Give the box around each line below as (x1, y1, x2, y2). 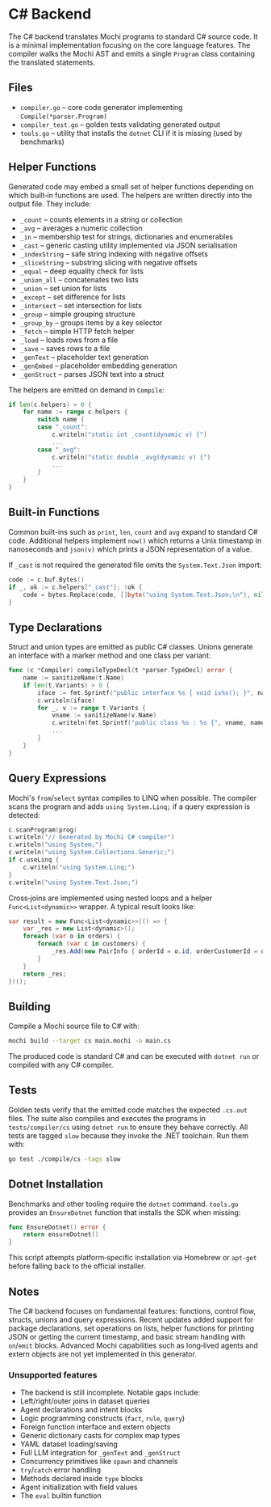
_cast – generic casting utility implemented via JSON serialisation (19, 240, 238, 250)
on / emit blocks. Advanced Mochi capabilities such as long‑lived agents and (8, 1340, 258, 1350)
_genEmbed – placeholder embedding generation (19, 361, 177, 370)
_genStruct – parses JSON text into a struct (19, 369, 165, 379)
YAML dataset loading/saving (19, 1439, 119, 1449)
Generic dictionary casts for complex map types (19, 1431, 181, 1441)
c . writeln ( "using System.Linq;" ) (23, 863, 135, 871)
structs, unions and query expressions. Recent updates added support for (8, 1315, 254, 1324)
